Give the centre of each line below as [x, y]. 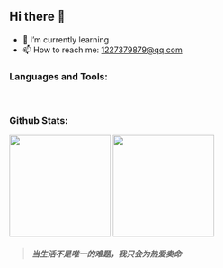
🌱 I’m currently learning [66, 39]
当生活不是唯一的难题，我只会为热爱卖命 [106, 254]
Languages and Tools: [58, 76]
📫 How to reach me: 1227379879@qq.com [102, 50]
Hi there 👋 [37, 17]
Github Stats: [39, 121]
